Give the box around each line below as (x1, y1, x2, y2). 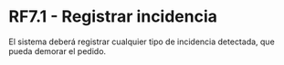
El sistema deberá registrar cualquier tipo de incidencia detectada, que (8, 36, 275, 47)
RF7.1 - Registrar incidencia (8, 6, 218, 27)
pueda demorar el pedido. (8, 45, 107, 56)
